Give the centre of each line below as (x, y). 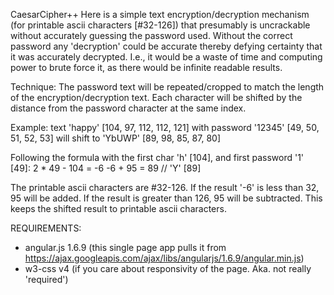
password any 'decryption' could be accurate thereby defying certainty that (166, 46)
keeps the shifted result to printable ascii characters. (118, 208)
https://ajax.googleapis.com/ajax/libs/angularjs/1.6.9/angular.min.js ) (164, 258)
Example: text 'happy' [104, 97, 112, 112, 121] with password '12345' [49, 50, (165, 127)
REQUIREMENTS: (46, 228)
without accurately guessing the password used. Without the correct (151, 35)
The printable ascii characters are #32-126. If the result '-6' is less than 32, (165, 187)
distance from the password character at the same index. (128, 108)
